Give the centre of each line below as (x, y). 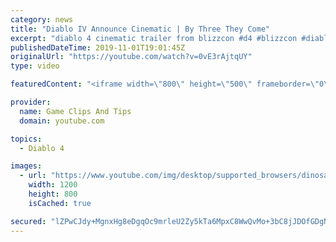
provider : (31, 102)
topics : (26, 139)
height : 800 (53, 194)
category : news (42, 19)
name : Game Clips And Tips (75, 111)
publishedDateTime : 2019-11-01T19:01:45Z (98, 47)
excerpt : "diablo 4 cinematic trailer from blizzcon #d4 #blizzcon (154, 38)
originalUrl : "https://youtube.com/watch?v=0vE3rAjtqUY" (131, 57)
